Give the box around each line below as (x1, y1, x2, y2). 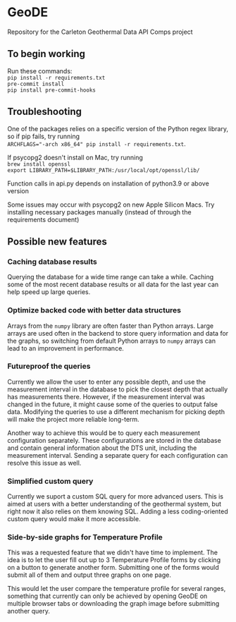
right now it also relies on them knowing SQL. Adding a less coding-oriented (7, 507, 228, 516)
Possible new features (7, 236, 107, 248)
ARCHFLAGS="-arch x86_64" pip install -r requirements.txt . (7, 139, 186, 148)
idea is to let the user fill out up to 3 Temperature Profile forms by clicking (7, 556, 221, 564)
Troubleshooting (7, 106, 82, 118)
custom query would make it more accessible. (7, 515, 141, 523)
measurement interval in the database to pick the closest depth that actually (7, 385, 228, 394)
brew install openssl (7, 160, 71, 168)
